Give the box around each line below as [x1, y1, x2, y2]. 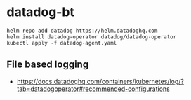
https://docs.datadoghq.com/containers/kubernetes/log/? [16, 77, 184, 85]
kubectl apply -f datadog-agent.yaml [6, 39, 117, 46]
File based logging [6, 59, 89, 71]
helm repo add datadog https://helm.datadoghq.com [6, 27, 158, 34]
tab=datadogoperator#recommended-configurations [16, 85, 170, 93]
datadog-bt [6, 4, 75, 20]
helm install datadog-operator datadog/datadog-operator [6, 33, 177, 41]
